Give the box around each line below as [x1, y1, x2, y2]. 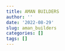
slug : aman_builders [6, 25, 57, 31]
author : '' [6, 14, 33, 20]
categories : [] [6, 30, 44, 36]
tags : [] [6, 36, 28, 42]
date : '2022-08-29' [6, 19, 54, 25]
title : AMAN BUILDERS [6, 8, 60, 15]
